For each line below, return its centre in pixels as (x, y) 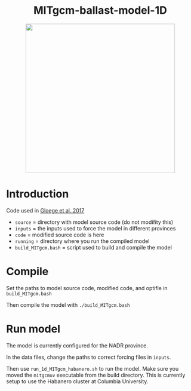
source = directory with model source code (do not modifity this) (94, 222)
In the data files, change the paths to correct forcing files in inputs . (89, 357)
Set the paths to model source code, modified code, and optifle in (87, 288)
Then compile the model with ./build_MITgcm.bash (68, 304)
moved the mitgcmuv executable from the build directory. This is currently (96, 375)
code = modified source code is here (59, 235)
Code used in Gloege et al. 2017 (45, 210)
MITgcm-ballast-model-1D (100, 10)
